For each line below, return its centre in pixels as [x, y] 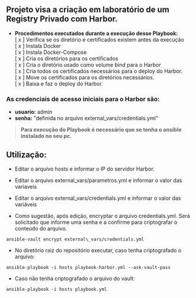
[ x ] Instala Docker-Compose [51, 52]
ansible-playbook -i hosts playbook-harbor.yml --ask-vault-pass [88, 267]
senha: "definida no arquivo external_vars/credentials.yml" [86, 118]
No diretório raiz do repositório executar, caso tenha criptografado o [98, 250]
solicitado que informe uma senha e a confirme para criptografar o [96, 222]
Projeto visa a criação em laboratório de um [88, 10]
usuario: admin [33, 112]
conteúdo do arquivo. [41, 228]
